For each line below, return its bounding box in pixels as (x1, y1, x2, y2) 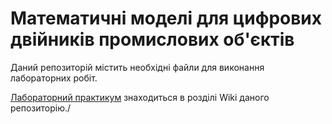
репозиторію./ (10, 102, 72, 114)
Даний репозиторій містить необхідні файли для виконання (10, 61, 265, 73)
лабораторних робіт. (10, 72, 98, 84)
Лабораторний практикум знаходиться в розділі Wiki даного (10, 91, 270, 103)
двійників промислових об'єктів (10, 28, 295, 51)
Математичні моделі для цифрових (10, 7, 323, 30)
